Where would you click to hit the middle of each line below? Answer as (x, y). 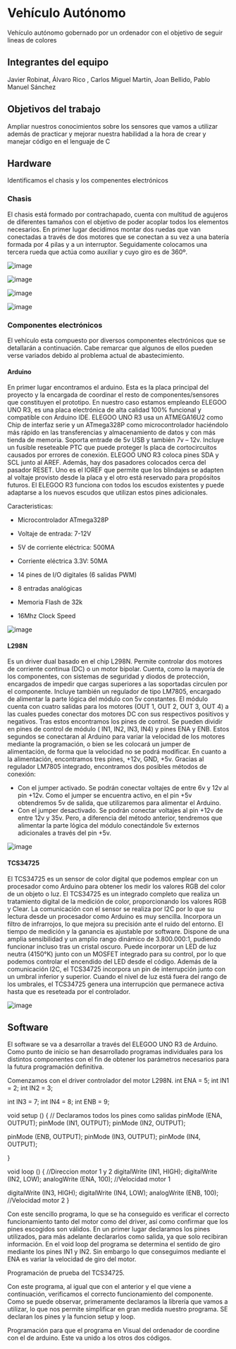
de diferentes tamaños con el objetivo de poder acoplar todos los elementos (118, 221)
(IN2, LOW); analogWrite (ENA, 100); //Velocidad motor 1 (89, 1179)
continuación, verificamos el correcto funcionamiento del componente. (110, 1294)
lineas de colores (32, 40)
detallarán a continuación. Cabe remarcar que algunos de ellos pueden (110, 347)
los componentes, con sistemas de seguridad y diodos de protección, (108, 676)
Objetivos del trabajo (54, 109)
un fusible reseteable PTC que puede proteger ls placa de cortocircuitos (112, 448)
